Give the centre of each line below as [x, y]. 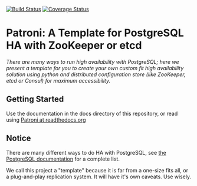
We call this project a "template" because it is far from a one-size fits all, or [97, 170]
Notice [19, 138]
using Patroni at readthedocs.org [46, 120]
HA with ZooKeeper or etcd [74, 46]
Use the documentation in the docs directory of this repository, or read [92, 113]
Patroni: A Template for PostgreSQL [95, 33]
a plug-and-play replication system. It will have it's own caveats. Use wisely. [99, 177]
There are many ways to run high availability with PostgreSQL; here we [93, 61]
